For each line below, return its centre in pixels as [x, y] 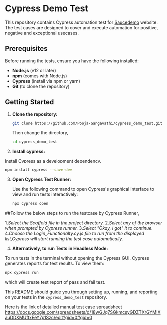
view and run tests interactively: [45, 194]
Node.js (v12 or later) [34, 70]
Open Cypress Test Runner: [42, 179]
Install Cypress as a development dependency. [53, 161]
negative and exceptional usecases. [42, 33]
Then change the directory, [40, 133]
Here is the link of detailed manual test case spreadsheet [64, 307]
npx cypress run [22, 273]
